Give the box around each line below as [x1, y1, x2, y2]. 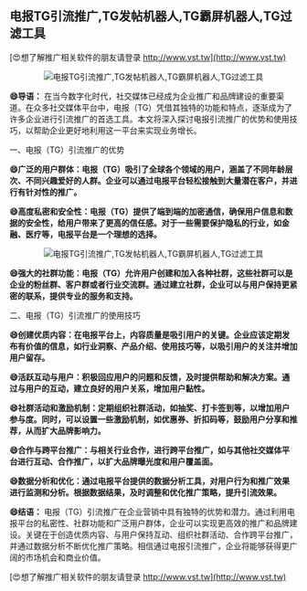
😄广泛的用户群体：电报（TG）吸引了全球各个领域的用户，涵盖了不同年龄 [9, 164, 285, 174]
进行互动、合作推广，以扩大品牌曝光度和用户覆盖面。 [16, 456, 217, 467]
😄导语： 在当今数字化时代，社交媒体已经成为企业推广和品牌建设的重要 [9, 90, 277, 101]
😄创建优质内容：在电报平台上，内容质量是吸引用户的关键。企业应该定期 [9, 329, 282, 340]
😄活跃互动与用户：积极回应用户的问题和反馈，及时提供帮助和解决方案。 [9, 371, 282, 382]
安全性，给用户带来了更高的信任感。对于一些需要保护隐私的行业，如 [25, 217, 281, 228]
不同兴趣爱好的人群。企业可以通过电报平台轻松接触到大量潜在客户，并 [25, 174, 290, 185]
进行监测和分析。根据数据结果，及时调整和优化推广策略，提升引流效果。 [9, 487, 281, 498]
